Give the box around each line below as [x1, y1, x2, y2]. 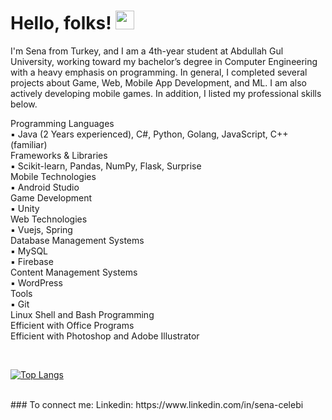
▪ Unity [10, 202, 40, 214]
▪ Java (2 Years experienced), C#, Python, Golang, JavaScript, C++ [10, 128, 289, 140]
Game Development [10, 191, 93, 204]
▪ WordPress [10, 276, 63, 289]
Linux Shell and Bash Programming [10, 308, 155, 320]
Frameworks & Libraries [10, 149, 108, 161]
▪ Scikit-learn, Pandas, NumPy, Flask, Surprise [10, 160, 202, 172]
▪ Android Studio [10, 181, 80, 193]
